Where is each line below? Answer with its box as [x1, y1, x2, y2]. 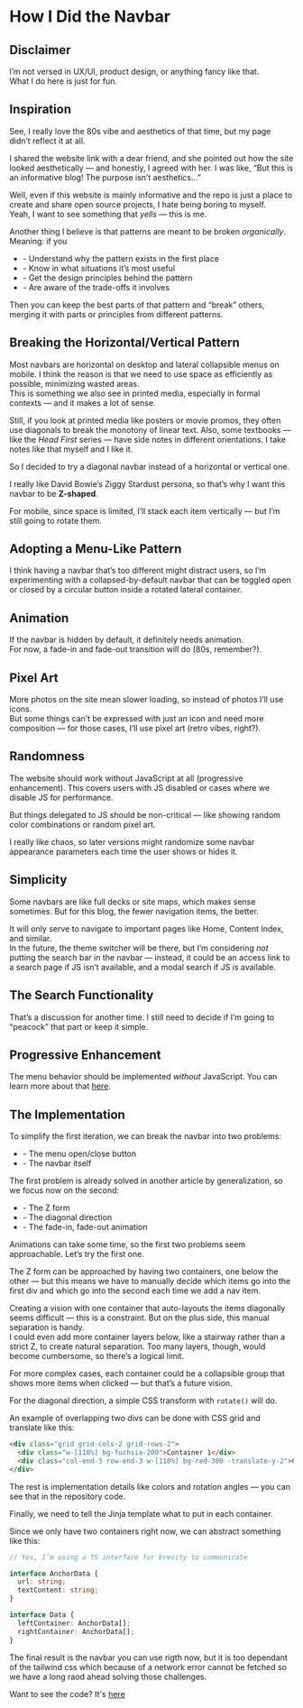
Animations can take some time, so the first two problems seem [9, 1239, 246, 1250]
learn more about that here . [9, 1080, 111, 1092]
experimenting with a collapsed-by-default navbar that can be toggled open [9, 574, 291, 585]
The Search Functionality [9, 987, 154, 1003]
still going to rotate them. [9, 515, 102, 526]
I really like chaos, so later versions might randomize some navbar [9, 836, 255, 847]
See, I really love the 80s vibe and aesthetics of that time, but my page [9, 125, 271, 136]
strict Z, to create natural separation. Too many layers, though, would [9, 1341, 266, 1352]
